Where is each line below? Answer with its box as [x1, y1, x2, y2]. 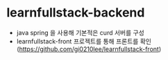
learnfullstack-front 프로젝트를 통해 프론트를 [16, 37, 139, 46]
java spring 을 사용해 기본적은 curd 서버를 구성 [16, 28, 145, 37]
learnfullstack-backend [6, 5, 145, 21]
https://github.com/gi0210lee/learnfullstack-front [19, 45, 159, 53]
